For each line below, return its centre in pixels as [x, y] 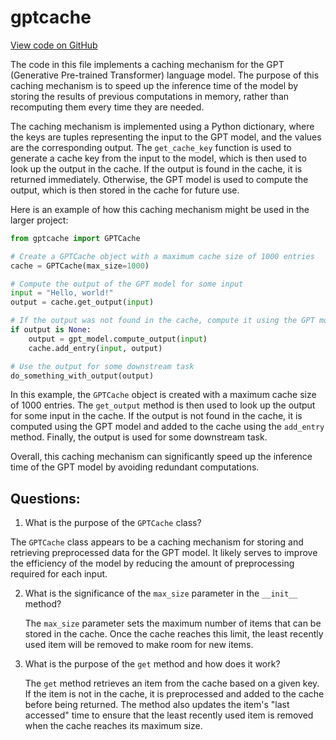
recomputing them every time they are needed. [107, 107]
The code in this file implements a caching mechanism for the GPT [147, 64]
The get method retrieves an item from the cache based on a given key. [172, 683]
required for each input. [59, 574]
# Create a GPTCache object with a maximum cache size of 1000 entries [162, 256]
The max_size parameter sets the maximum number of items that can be [173, 623]
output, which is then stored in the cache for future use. [125, 190]
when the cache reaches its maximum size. [113, 726]
